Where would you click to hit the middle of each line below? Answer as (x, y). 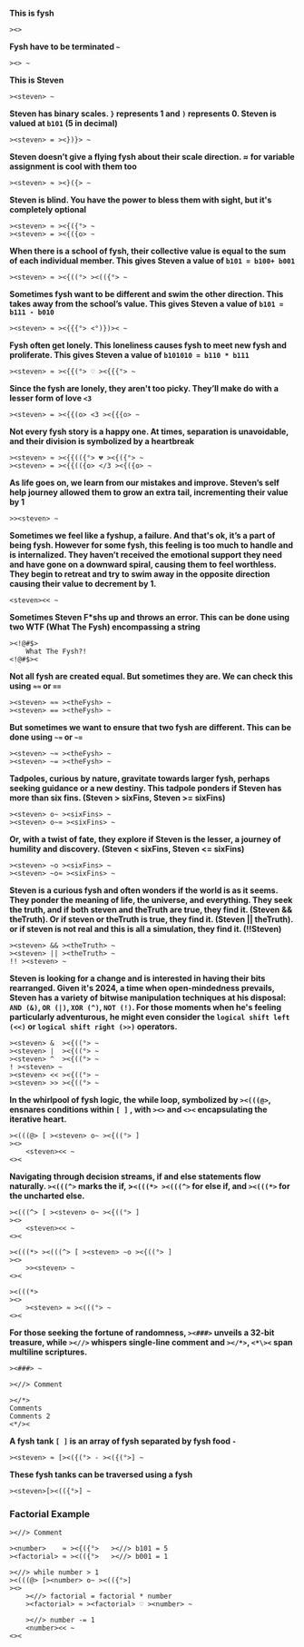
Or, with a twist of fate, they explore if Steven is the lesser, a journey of (145, 839)
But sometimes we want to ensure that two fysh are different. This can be (151, 727)
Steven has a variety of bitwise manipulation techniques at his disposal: (148, 997)
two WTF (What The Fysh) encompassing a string (105, 627)
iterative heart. (38, 1119)
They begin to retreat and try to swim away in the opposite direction (140, 574)
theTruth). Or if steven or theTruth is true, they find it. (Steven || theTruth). (151, 919)
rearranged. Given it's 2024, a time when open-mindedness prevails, (142, 988)
